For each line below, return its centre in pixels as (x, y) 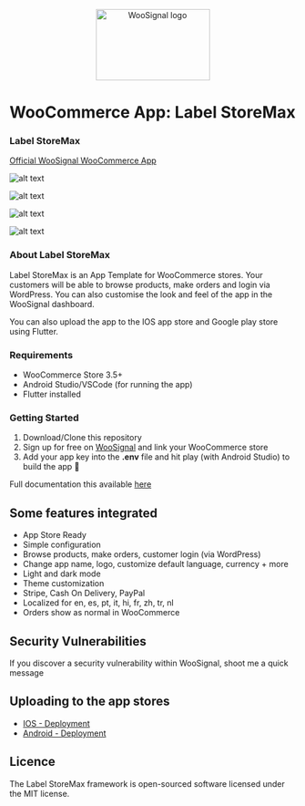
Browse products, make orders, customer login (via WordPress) (142, 554)
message (26, 673)
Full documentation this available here (81, 484)
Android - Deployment (64, 733)
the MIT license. (40, 793)
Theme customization (63, 584)
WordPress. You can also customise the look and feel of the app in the (141, 294)
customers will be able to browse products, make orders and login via (140, 284)
